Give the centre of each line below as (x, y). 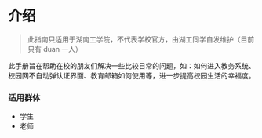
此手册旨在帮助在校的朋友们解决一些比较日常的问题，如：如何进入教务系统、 (132, 65)
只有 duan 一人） (55, 49)
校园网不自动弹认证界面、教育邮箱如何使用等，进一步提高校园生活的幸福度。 (132, 75)
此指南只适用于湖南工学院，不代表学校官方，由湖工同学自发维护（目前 (141, 39)
